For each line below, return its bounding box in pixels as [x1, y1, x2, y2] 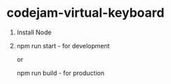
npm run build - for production [16, 69, 104, 77]
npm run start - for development [16, 41, 110, 50]
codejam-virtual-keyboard [6, 5, 165, 21]
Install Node [16, 28, 52, 36]
